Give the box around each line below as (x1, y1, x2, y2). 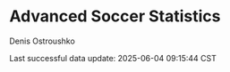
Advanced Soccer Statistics (9, 6, 221, 27)
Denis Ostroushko (9, 36, 76, 46)
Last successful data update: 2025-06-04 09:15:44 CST (9, 52, 217, 63)
